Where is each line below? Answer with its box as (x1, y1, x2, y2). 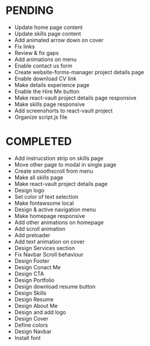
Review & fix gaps (14, 49, 59, 56)
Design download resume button (14, 283, 96, 290)
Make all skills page (14, 173, 64, 181)
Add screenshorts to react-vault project (14, 107, 113, 114)
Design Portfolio (14, 276, 55, 284)
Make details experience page (14, 81, 90, 88)
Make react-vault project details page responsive (14, 94, 137, 101)
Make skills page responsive (14, 100, 85, 107)
